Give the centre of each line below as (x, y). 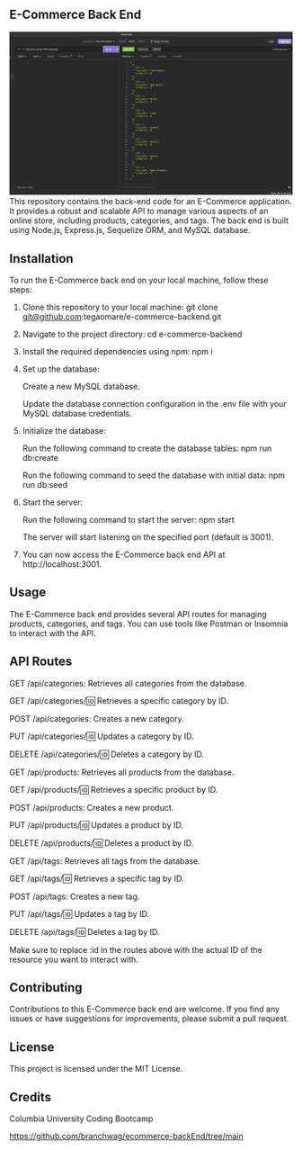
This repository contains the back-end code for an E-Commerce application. (151, 202)
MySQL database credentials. (77, 414)
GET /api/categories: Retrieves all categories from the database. (128, 683)
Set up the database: (61, 369)
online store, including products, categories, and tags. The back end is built (149, 220)
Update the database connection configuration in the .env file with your (155, 404)
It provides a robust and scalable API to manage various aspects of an (139, 211)
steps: (21, 290)
